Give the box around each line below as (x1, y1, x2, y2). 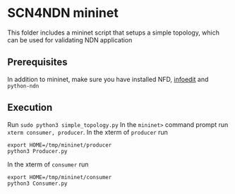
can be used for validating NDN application (7, 35, 133, 44)
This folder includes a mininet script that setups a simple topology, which (7, 28, 220, 37)
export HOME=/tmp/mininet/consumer (7, 174, 112, 181)
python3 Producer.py (7, 147, 68, 154)
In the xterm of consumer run (7, 160, 89, 169)
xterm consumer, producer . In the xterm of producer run (7, 128, 168, 136)
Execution (7, 102, 53, 114)
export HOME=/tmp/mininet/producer (7, 141, 112, 149)
